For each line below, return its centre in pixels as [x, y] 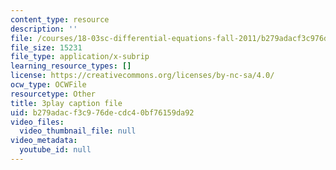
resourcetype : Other [53, 94]
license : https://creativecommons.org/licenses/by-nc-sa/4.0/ [142, 76]
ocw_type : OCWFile [48, 85]
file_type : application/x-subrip [80, 57]
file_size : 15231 [46, 47]
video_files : [37, 122]
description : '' [44, 29]
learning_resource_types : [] [71, 66]
